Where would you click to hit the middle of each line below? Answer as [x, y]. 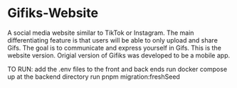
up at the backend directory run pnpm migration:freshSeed [94, 77]
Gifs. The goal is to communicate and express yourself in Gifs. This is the [115, 48]
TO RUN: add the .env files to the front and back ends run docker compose [117, 69]
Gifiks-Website [53, 13]
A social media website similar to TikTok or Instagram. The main [101, 33]
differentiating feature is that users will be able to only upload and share [113, 40]
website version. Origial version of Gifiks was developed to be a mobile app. [119, 55]
